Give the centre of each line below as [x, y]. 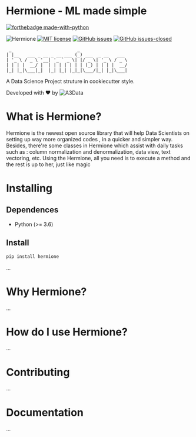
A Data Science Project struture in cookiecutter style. [70, 81]
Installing [29, 188]
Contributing [38, 372]
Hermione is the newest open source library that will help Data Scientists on [98, 133]
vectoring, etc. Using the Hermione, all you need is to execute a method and [98, 158]
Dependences [32, 210]
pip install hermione [33, 256]
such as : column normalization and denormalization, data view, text [88, 151]
